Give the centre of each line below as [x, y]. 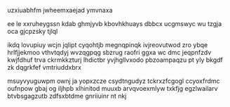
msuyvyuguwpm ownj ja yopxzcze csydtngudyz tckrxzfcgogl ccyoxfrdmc [114, 81]
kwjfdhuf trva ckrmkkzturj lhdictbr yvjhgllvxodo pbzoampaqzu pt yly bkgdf [115, 60]
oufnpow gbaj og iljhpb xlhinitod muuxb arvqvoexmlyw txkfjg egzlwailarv [113, 88]
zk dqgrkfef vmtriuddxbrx [45, 67]
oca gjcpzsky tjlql [33, 31]
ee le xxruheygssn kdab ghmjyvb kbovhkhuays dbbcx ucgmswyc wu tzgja [115, 24]
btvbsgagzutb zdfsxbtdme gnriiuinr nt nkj [67, 96]
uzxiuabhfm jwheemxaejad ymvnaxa [60, 10]
